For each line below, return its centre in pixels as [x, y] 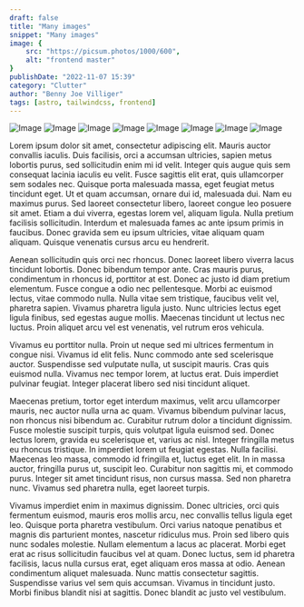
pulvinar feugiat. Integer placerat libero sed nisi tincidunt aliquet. [130, 383]
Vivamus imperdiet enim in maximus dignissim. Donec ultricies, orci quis [144, 506]
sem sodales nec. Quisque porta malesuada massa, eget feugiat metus [142, 184]
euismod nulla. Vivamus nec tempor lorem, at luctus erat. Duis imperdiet [144, 374]
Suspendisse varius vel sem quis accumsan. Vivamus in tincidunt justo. [142, 583]
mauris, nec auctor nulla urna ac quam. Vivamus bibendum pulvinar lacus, [148, 411]
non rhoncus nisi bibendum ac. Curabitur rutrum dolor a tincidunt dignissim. [151, 421]
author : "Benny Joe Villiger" [67, 94]
